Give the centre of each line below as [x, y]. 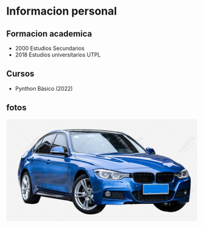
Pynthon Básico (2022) [44, 88]
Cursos [20, 74]
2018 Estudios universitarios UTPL [58, 55]
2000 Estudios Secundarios [50, 48]
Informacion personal [62, 11]
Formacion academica [49, 34]
